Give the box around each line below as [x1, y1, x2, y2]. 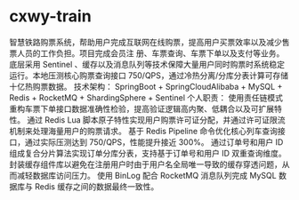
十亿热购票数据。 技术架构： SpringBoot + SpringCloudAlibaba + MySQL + [9, 81, 283, 92]
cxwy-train [9, 6, 92, 27]
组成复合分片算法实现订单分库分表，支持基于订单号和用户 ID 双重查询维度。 [9, 148, 287, 158]
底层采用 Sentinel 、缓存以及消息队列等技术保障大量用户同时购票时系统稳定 [9, 59, 286, 69]
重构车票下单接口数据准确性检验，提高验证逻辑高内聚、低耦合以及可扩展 [9, 103, 274, 114]
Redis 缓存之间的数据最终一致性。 [34, 180, 159, 192]
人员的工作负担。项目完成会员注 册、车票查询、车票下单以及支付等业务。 [16, 47, 285, 59]
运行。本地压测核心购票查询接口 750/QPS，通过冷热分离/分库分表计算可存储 [9, 69, 289, 81]
